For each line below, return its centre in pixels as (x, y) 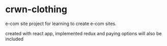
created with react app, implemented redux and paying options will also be (83, 33)
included (15, 39)
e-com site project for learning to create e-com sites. (61, 24)
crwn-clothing (36, 9)
